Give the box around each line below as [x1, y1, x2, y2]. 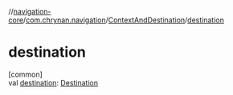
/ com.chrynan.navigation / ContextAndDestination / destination [22, 15, 225, 25]
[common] [8, 69, 43, 79]
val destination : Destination [8, 77, 99, 87]
